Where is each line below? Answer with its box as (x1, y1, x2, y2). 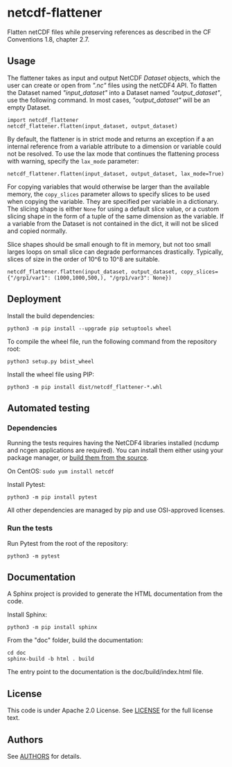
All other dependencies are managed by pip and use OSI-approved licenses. (7, 506, 225, 515)
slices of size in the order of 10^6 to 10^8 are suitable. (7, 255, 160, 263)
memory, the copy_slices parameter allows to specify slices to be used (7, 189, 210, 198)
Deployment (7, 293, 62, 305)
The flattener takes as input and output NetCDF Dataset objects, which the (7, 74, 220, 82)
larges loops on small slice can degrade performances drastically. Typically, (7, 248, 224, 256)
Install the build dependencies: (7, 311, 95, 320)
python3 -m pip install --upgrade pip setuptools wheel (7, 325, 172, 332)
